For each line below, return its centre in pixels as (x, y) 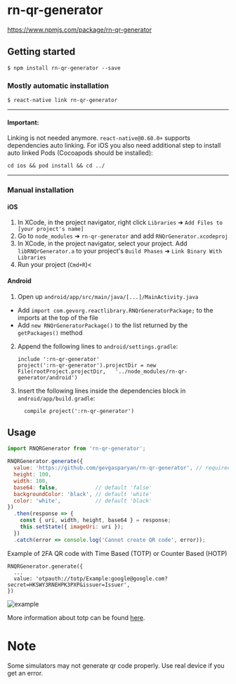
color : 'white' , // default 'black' (83, 501)
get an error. (25, 673)
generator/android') (47, 378)
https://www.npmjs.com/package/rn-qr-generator (80, 30)
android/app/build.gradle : (56, 398)
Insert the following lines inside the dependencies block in (101, 391)
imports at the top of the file (58, 317)
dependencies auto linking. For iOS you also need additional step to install (114, 146)
